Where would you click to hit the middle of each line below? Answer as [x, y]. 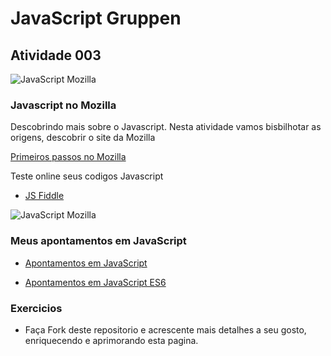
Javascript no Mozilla [63, 105]
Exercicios [36, 308]
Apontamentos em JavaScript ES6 [95, 282]
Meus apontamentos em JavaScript [98, 241]
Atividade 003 [56, 55]
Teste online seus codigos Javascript [87, 176]
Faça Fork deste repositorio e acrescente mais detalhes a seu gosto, [165, 329]
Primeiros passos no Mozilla [68, 157]
